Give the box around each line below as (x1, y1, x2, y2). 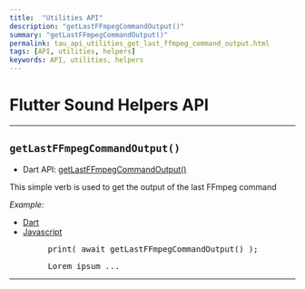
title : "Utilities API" (9, 13, 103, 23)
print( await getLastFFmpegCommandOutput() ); (47, 244, 259, 254)
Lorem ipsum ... (47, 261, 120, 271)
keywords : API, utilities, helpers (9, 55, 144, 65)
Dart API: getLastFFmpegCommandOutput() (22, 164, 187, 174)
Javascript (22, 226, 63, 237)
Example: (9, 199, 44, 210)
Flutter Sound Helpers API (9, 95, 209, 115)
